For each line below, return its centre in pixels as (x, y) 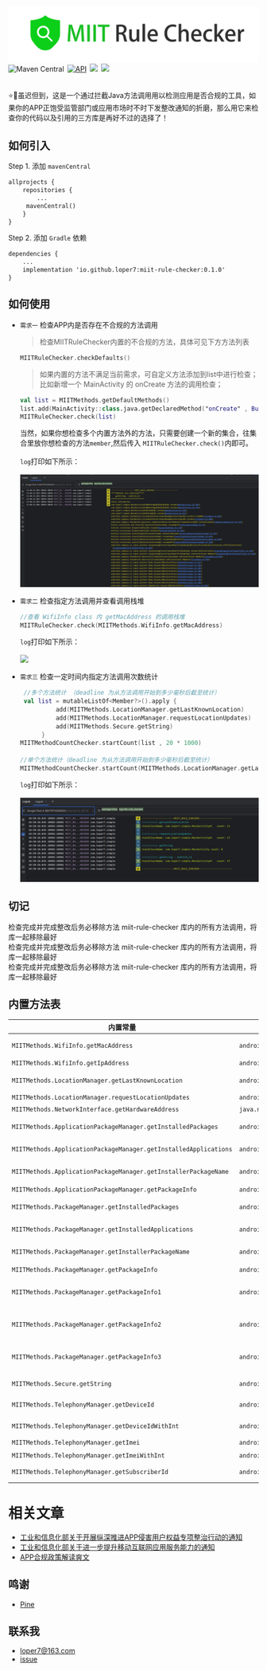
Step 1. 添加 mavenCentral (50, 167)
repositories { (48, 190)
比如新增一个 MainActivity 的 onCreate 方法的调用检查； (131, 384)
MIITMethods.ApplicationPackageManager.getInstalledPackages (115, 1127)
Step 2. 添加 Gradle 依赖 (48, 238)
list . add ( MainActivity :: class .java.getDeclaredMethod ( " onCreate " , (134, 409)
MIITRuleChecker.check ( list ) (68, 417)
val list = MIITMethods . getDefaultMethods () (95, 400)
